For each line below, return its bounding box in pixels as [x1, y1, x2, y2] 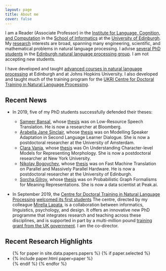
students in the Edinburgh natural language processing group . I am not [5, 51, 149, 57]
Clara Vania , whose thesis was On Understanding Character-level [19, 145, 153, 151]
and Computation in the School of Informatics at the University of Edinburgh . [5, 35, 161, 41]
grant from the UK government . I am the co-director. [12, 223, 119, 229]
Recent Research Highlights [5, 237, 93, 245]
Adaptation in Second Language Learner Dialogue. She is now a [19, 135, 150, 140]
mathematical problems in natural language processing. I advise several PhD [5, 45, 161, 52]
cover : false [5, 16, 32, 21]
